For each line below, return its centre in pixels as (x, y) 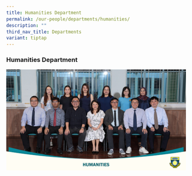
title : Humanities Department (44, 13)
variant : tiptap (26, 38)
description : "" (26, 25)
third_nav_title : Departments (44, 32)
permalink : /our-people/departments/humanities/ (68, 19)
